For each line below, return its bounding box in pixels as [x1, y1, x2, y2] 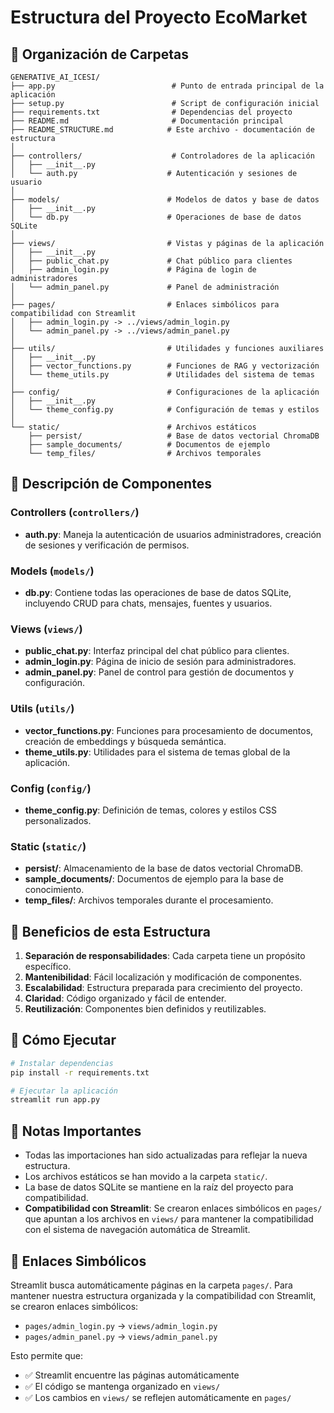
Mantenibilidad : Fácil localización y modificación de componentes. [24, 971, 303, 983]
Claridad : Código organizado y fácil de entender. [24, 992, 227, 1004]
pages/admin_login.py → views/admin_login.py [24, 1319, 218, 1331]
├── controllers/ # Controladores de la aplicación [10, 151, 315, 161]
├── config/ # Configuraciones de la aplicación [10, 387, 320, 397]
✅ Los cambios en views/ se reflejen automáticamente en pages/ [24, 1391, 292, 1403]
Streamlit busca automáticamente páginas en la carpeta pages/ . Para [10, 1279, 293, 1291]
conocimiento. [24, 884, 85, 896]
